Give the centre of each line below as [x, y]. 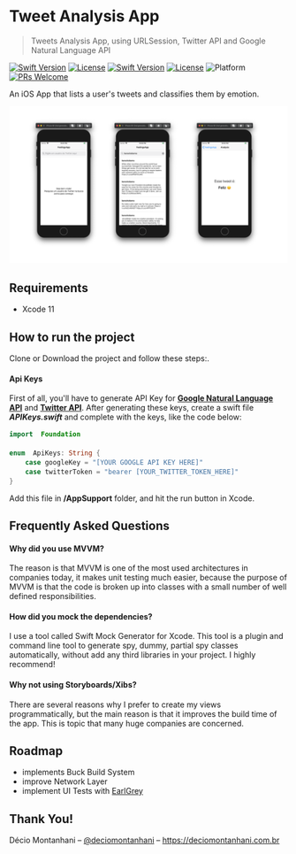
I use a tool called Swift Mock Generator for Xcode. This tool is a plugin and [147, 636]
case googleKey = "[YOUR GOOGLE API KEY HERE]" [114, 462]
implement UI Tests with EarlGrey [83, 791]
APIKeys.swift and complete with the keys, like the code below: [125, 417]
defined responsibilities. [53, 596]
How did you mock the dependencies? [81, 616]
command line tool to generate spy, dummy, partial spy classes [124, 646]
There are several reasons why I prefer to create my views [115, 704]
